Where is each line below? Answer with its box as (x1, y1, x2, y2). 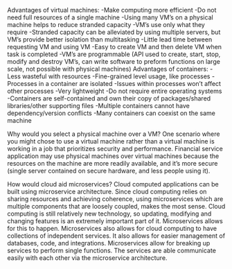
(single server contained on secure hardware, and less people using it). (7, 166, 211, 175)
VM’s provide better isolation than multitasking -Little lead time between (7, 35, 213, 44)
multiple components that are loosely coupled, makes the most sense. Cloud (7, 202, 226, 210)
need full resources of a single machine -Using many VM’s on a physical (7, 13, 213, 21)
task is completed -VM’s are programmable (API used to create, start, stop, (7, 50, 221, 58)
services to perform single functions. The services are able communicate (7, 246, 217, 254)
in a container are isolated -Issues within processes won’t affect (38, 80, 222, 87)
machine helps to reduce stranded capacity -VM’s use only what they (7, 21, 206, 28)
